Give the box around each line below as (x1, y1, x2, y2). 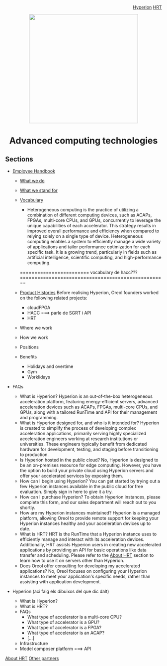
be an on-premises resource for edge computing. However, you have (19, 462, 162, 468)
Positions (19, 344, 39, 350)
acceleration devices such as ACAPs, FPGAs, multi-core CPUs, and (19, 404, 158, 410)
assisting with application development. (19, 579, 101, 585)
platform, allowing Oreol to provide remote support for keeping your (19, 515, 159, 521)
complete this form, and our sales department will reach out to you (19, 499, 157, 505)
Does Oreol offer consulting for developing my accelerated (19, 563, 140, 569)
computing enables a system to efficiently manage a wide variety (27, 239, 161, 244)
